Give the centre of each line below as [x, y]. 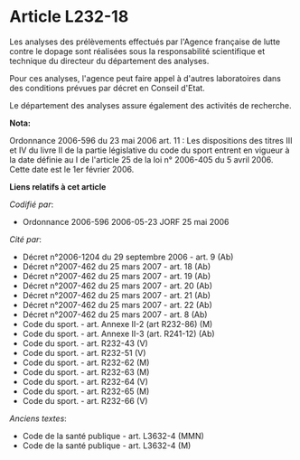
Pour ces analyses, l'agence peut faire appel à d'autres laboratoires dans [145, 78]
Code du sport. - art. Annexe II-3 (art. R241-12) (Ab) [118, 333]
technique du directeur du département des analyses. [109, 61]
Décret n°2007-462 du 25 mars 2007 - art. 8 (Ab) [115, 314]
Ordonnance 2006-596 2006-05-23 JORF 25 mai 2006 [126, 221]
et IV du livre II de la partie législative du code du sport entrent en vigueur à [150, 150]
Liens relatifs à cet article [58, 186]
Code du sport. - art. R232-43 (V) [85, 343]
